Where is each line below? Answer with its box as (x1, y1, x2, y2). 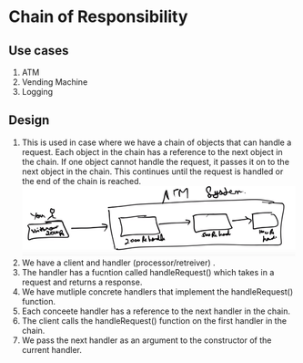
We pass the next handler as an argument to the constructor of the (21, 335, 272, 346)
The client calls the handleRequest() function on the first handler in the (21, 316, 288, 327)
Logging (21, 87, 54, 97)
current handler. (21, 345, 83, 356)
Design (8, 112, 50, 129)
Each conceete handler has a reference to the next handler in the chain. (21, 306, 290, 316)
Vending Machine (21, 77, 88, 88)
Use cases (8, 43, 69, 58)
